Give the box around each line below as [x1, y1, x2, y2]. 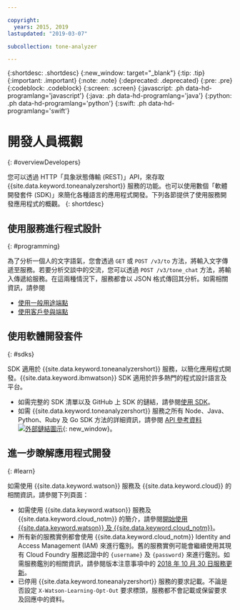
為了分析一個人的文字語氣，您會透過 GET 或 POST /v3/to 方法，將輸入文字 [7, 256, 222, 265]
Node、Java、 [185, 406, 229, 415]
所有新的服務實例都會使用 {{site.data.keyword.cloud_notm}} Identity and [17, 532, 231, 541]
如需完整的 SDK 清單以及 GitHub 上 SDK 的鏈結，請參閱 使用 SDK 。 [17, 397, 214, 406]
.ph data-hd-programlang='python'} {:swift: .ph [7, 99, 147, 108]
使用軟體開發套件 [7, 330, 83, 343]
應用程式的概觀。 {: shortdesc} [13, 199, 104, 208]
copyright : [7, 16, 40, 24]
